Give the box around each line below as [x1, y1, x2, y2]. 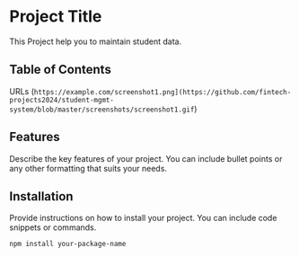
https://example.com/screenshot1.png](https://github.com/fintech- [33, 87, 292, 96]
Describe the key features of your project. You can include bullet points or [9, 153, 283, 164]
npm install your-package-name [9, 240, 127, 249]
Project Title [9, 6, 102, 27]
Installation [9, 189, 74, 204]
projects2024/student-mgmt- [9, 95, 115, 104]
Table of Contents [9, 62, 112, 77]
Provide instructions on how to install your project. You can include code [9, 213, 277, 224]
